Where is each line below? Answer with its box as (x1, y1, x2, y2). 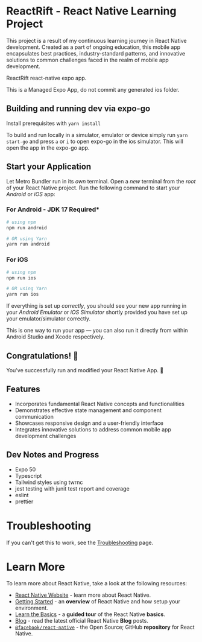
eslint (14, 491, 29, 498)
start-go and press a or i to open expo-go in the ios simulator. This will (6, 138, 184, 145)
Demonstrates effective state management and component (14, 406, 162, 414)
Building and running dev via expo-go (6, 104, 151, 114)
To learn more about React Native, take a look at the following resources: (6, 580, 188, 587)
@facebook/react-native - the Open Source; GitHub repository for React (14, 623, 195, 631)
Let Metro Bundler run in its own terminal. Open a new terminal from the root (6, 177, 196, 185)
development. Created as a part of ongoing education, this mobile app (6, 43, 181, 51)
